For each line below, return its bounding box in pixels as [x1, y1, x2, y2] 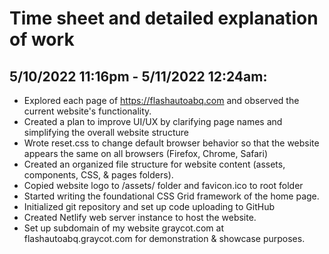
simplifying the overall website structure [23, 127, 189, 138]
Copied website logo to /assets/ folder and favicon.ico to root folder [23, 180, 304, 191]
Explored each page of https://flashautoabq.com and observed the [23, 95, 300, 106]
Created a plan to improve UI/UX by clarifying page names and [23, 116, 283, 127]
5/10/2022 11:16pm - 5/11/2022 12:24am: [9, 68, 268, 85]
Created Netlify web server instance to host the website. [23, 212, 257, 223]
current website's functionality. [23, 105, 152, 117]
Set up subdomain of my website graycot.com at [23, 222, 224, 234]
